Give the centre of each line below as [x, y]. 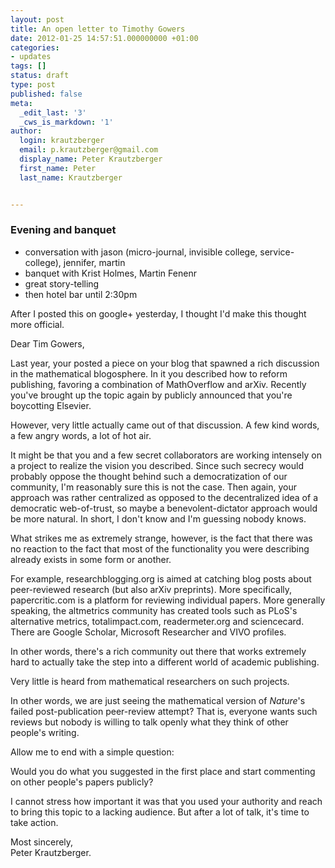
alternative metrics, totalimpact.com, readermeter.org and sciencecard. [157, 621]
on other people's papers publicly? [82, 782]
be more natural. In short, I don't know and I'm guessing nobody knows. [158, 518]
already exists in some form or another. [91, 559]
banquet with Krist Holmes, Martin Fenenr [110, 273]
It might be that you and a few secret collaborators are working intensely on [166, 455]
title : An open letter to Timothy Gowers [98, 29]
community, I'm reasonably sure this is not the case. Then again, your [153, 487]
